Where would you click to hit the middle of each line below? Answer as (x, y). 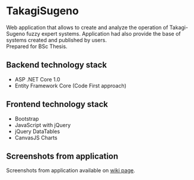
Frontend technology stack (57, 104)
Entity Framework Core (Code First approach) (70, 86)
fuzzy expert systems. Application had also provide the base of (104, 33)
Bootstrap (27, 119)
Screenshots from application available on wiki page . (71, 170)
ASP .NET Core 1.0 (37, 79)
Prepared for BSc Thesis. (37, 46)
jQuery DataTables (37, 131)
